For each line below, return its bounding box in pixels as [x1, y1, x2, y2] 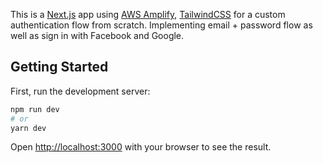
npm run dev [10, 104, 60, 114]
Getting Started [10, 59, 109, 76]
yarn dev [10, 123, 47, 133]
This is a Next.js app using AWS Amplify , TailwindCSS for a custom [10, 9, 286, 20]
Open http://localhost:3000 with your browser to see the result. [10, 141, 272, 153]
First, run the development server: [10, 85, 151, 97]
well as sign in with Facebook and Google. [10, 30, 185, 41]
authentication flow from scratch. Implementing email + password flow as [10, 19, 313, 31]
